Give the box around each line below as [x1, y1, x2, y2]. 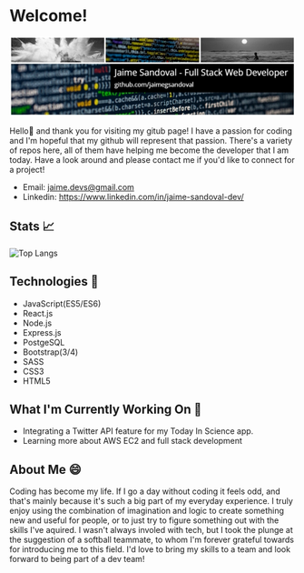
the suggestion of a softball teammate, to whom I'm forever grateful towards [9, 534, 295, 546]
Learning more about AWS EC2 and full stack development [22, 436, 243, 447]
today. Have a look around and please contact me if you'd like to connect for [9, 155, 295, 166]
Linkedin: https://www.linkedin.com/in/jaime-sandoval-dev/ [22, 192, 245, 203]
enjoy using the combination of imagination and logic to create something [9, 506, 284, 517]
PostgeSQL [22, 337, 65, 347]
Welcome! [9, 5, 88, 26]
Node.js [22, 317, 53, 328]
